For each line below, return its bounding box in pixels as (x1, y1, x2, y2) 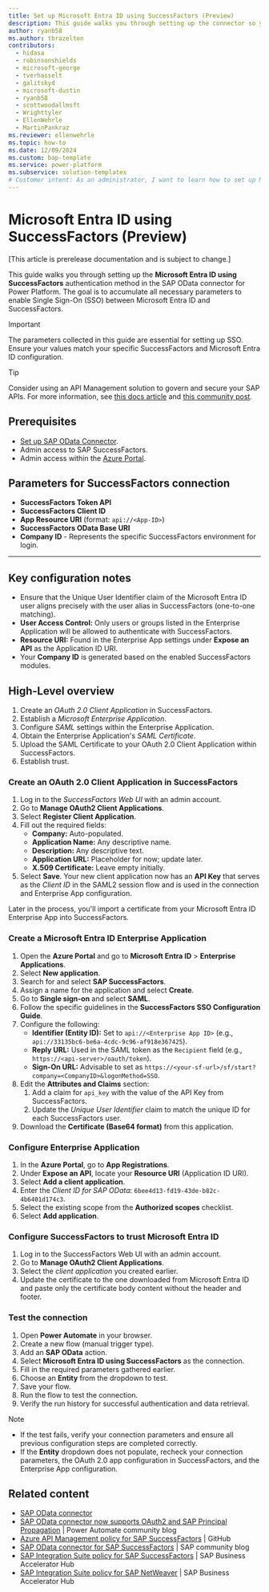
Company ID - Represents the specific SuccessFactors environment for (19, 531, 256, 542)
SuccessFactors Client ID (19, 507, 106, 516)
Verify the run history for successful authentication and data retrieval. (19, 1399, 250, 1408)
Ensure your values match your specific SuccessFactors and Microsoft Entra (8, 343, 260, 353)
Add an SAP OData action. (19, 1347, 108, 1357)
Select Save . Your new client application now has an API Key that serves (19, 872, 260, 882)
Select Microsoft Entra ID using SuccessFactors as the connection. (19, 1356, 245, 1366)
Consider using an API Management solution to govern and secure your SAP (8, 383, 260, 393)
